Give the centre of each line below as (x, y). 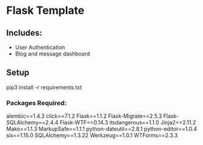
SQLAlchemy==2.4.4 (32, 123)
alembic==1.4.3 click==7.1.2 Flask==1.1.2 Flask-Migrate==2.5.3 (84, 116)
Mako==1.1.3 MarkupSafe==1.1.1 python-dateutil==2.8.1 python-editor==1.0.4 (102, 129)
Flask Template (45, 11)
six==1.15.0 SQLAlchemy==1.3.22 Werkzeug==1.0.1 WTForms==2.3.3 (92, 135)
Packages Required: (36, 103)
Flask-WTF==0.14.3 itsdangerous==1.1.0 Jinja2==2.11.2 (128, 123)
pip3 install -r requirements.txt (44, 87)
